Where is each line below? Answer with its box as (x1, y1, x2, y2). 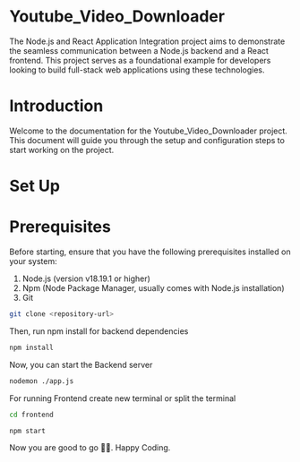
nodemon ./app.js (9, 376, 74, 386)
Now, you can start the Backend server (9, 359, 153, 370)
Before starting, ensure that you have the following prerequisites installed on (9, 246, 291, 257)
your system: (9, 256, 58, 266)
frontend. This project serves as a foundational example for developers (9, 55, 271, 65)
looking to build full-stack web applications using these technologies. (9, 64, 266, 75)
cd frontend (9, 410, 54, 419)
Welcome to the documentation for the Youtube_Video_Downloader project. (9, 125, 288, 136)
